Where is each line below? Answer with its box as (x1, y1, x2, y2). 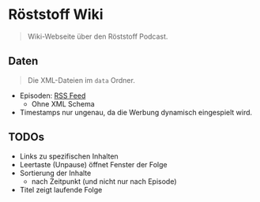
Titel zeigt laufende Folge (19, 185, 103, 194)
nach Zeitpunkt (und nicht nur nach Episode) (31, 176, 177, 186)
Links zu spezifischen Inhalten (19, 151, 119, 161)
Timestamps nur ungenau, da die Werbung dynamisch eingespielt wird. (19, 107, 253, 117)
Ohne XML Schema (31, 99, 95, 108)
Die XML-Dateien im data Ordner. (27, 75, 136, 84)
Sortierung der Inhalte (19, 168, 92, 178)
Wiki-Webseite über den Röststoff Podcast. (27, 32, 168, 41)
